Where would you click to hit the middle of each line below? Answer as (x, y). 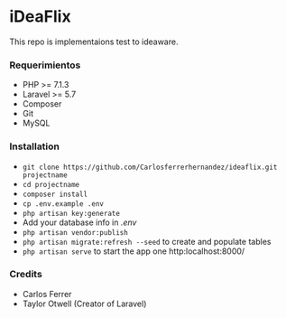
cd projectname (51, 184)
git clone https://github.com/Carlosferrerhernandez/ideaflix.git (150, 167)
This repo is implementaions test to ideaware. (94, 42)
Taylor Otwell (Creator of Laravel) (84, 304)
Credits (26, 275)
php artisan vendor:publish (75, 232)
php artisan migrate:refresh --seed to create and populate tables (147, 241)
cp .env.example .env (63, 204)
